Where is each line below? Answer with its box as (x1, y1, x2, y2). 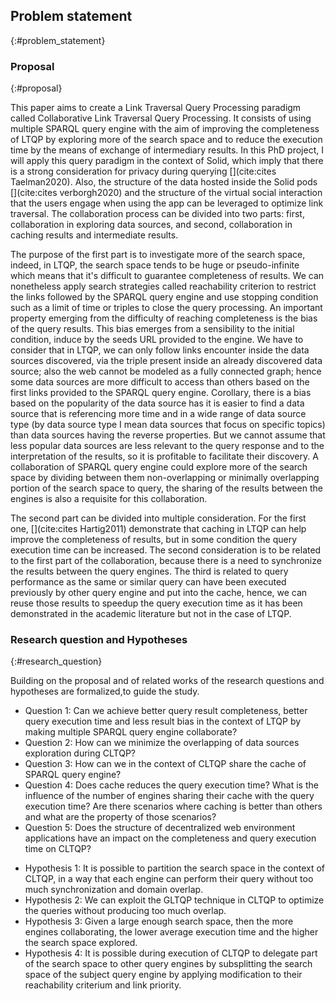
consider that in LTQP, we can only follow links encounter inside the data (10, 344, 310, 356)
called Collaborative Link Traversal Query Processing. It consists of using (10, 112, 312, 124)
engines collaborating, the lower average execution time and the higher (24, 926, 319, 938)
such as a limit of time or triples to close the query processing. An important (10, 302, 323, 314)
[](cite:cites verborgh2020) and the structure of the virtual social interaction (10, 187, 323, 199)
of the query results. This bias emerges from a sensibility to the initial (10, 323, 295, 335)
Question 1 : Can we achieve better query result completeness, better (24, 705, 308, 717)
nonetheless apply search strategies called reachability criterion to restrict (10, 280, 317, 293)
